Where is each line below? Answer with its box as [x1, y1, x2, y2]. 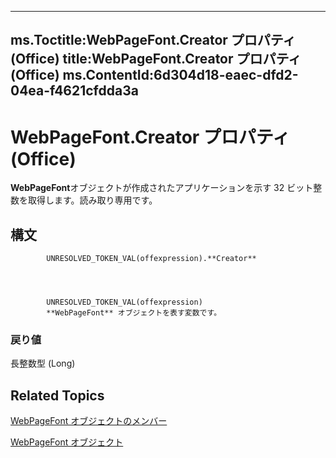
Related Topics [10, 387, 105, 404]
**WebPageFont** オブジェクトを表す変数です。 [46, 308, 222, 318]
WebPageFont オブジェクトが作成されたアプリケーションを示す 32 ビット [10, 182, 314, 194]
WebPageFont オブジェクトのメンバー [10, 415, 168, 427]
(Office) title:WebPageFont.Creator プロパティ [10, 51, 302, 68]
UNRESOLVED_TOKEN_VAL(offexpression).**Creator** [46, 254, 257, 264]
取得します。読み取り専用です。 [27, 194, 158, 206]
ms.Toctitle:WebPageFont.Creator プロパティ [10, 32, 297, 49]
